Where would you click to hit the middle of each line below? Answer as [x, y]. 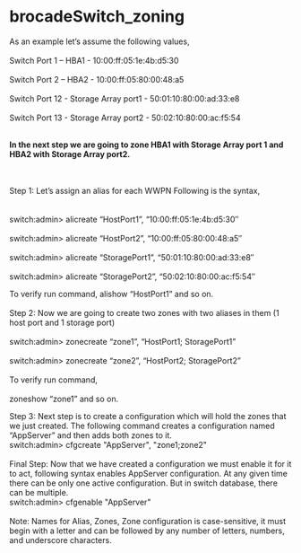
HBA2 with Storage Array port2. [70, 154]
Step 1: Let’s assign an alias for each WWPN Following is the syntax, [135, 190]
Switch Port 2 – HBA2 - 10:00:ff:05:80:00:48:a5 [97, 79]
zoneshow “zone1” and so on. [64, 399]
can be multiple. [39, 492]
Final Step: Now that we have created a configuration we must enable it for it [150, 463]
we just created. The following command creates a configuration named [142, 426]
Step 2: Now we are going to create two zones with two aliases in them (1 [144, 312]
